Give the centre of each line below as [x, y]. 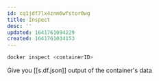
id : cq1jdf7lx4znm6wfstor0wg [49, 13]
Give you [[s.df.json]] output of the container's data [79, 70]
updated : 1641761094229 [41, 32]
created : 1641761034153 [41, 39]
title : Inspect [29, 20]
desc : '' [20, 26]
